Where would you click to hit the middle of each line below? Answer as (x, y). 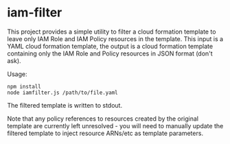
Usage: (17, 74)
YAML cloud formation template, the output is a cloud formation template (110, 46)
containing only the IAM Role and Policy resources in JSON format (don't (110, 53)
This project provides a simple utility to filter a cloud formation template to (112, 32)
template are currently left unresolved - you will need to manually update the (115, 125)
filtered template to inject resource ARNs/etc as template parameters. (105, 133)
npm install (24, 86)
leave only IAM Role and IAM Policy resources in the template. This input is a (115, 38)
